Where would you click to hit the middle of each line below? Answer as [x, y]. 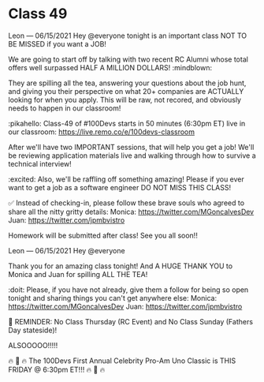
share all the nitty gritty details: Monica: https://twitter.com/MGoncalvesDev [131, 212]
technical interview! [40, 163]
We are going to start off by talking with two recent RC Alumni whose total [128, 59]
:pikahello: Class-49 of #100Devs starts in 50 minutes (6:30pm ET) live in [127, 123]
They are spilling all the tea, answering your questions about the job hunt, [127, 83]
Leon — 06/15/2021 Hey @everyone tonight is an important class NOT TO [128, 36]
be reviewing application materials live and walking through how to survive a [132, 155]
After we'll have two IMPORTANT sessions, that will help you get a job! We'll [131, 147]
